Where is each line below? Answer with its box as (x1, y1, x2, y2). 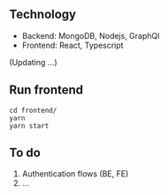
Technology (9, 7, 77, 22)
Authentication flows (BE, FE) (21, 169, 129, 179)
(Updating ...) (9, 56, 57, 67)
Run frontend (9, 83, 84, 98)
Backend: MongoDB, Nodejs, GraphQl (21, 30, 160, 41)
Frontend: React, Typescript (21, 40, 124, 50)
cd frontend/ (9, 106, 57, 115)
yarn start (9, 121, 50, 131)
